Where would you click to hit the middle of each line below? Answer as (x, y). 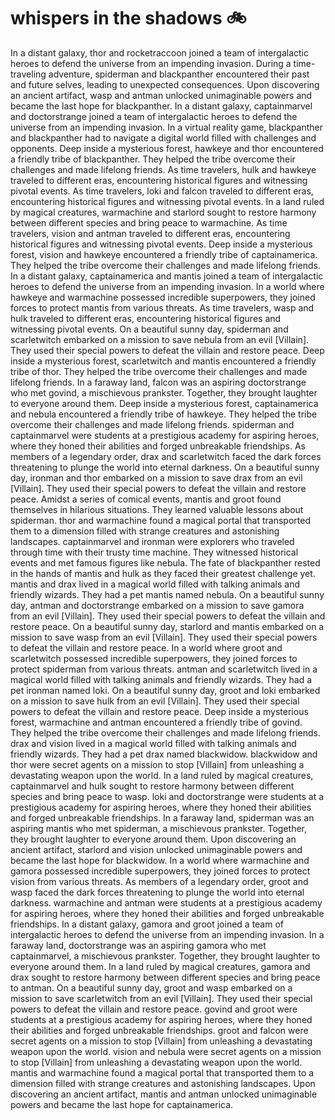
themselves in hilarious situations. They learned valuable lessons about (157, 509)
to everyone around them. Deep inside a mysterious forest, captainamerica (164, 403)
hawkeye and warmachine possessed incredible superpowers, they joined (163, 297)
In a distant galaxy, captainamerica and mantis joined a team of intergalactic (167, 276)
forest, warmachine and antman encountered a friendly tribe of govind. (156, 722)
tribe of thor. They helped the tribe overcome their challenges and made (159, 371)
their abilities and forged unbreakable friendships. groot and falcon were (159, 1030)
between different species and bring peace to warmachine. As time (149, 222)
